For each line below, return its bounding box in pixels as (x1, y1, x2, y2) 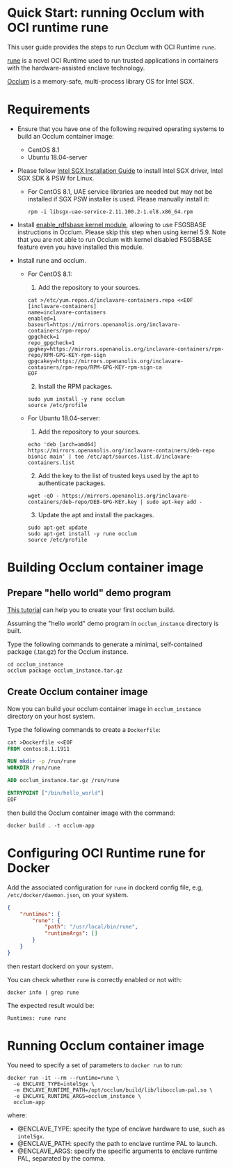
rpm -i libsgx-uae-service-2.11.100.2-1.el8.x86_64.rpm (27, 208, 193, 215)
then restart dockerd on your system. (7, 962, 114, 970)
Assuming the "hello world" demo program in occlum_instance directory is (7, 619, 219, 627)
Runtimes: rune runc (7, 1014, 67, 1022)
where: (7, 1110, 28, 1120)
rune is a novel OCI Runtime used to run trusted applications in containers (7, 56, 218, 64)
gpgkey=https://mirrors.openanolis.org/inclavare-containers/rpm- (27, 345, 225, 353)
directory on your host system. (7, 712, 95, 720)
